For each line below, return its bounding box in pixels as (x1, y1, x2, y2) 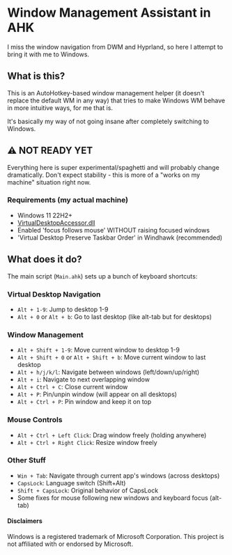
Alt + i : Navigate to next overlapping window (17, 375, 150, 384)
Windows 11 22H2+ (17, 211, 73, 219)
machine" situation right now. (7, 178, 91, 186)
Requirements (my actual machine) (7, 195, 129, 205)
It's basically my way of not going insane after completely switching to (7, 117, 210, 125)
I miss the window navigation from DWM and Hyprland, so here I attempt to (7, 42, 224, 51)
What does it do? (7, 253, 82, 265)
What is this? (7, 70, 65, 82)
